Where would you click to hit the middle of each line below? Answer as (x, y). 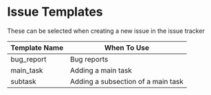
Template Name (37, 47)
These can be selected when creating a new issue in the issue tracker (106, 31)
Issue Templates (55, 12)
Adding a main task (101, 70)
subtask (23, 81)
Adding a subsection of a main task (127, 81)
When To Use (127, 47)
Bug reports (89, 59)
